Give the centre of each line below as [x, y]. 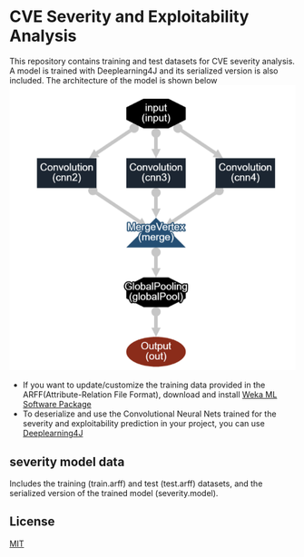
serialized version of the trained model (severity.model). [114, 493]
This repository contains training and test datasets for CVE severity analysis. [152, 61]
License [32, 522]
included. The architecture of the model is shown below [113, 80]
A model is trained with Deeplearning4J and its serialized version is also [144, 71]
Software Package [57, 405]
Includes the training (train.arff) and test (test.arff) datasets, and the [136, 484]
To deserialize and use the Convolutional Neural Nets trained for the [149, 414]
